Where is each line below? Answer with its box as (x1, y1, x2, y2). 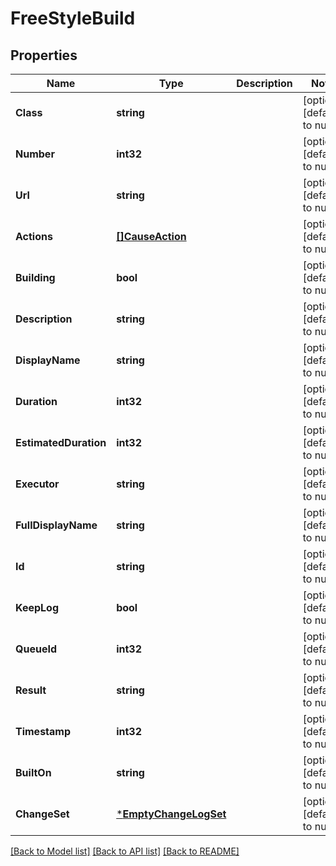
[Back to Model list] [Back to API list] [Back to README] (10, 845, 240, 857)
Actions (15, 230, 53, 243)
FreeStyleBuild (10, 7, 136, 30)
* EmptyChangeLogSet (116, 807, 227, 821)
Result (15, 683, 47, 697)
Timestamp (15, 725, 72, 738)
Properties (10, 47, 78, 64)
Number (15, 147, 55, 161)
